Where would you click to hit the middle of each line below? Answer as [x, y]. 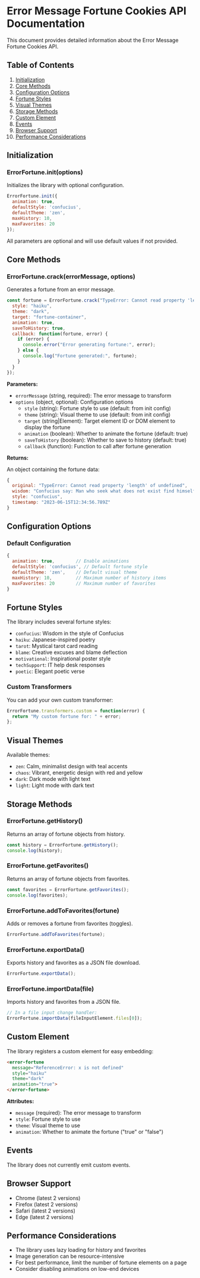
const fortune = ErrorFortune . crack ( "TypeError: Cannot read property [96, 300]
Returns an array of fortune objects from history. [66, 834]
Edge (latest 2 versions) [44, 1217]
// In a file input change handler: [52, 1013]
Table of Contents [41, 65]
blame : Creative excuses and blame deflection [71, 652]
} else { [28, 350]
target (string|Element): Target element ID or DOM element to [100, 421]
